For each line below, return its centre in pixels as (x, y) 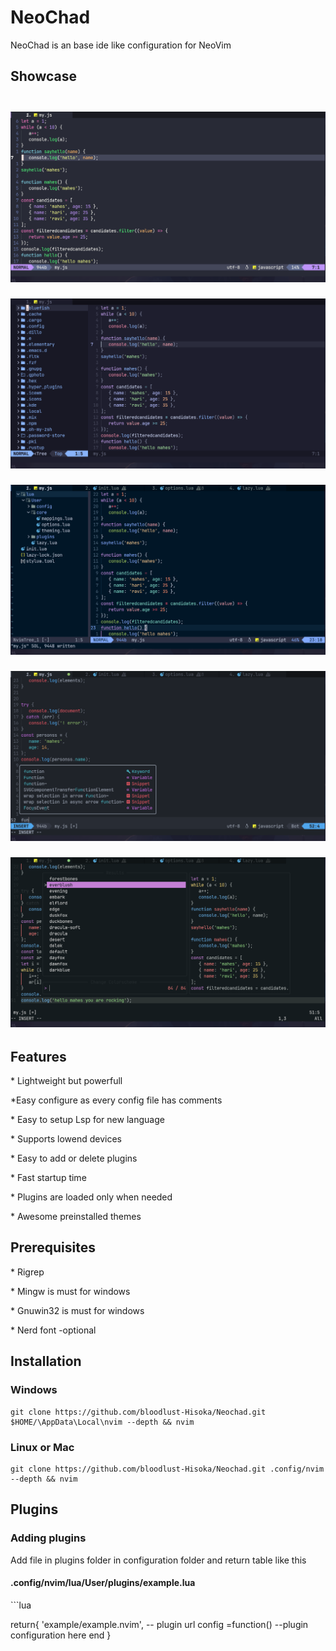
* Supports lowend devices (66, 1139)
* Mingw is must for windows (70, 1291)
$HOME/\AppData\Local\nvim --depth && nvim (102, 1422)
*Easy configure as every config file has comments (116, 1100)
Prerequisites (53, 1247)
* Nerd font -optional (53, 1330)
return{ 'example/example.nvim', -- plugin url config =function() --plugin (159, 1624)
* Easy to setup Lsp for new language (87, 1120)
